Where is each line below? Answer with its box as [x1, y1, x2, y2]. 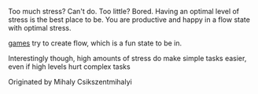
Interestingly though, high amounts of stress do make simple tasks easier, [8, 54, 247, 63]
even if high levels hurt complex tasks [8, 62, 131, 71]
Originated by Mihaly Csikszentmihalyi [8, 78, 132, 86]
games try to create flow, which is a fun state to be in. [8, 38, 182, 48]
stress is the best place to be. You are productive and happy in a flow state [8, 15, 250, 24]
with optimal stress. [8, 23, 72, 32]
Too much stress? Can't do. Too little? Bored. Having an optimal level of [8, 7, 240, 16]
